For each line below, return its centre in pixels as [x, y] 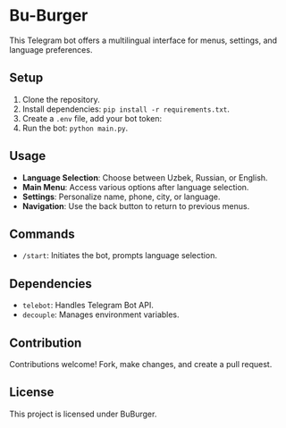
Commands [42, 234]
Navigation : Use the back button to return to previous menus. [136, 206]
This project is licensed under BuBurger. [83, 414]
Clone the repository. [61, 99]
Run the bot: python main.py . [75, 128]
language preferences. [51, 49]
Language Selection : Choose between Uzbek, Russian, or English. [145, 177]
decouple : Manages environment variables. [101, 315]
